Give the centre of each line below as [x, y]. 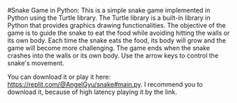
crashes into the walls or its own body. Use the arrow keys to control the [113, 55]
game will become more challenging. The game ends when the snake [109, 48]
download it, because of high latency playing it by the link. [92, 92]
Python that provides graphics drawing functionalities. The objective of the [117, 25]
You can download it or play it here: [59, 77]
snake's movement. [36, 63]
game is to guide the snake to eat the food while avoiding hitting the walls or [119, 33]
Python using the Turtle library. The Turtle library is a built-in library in [109, 18]
